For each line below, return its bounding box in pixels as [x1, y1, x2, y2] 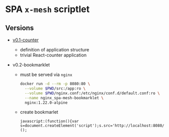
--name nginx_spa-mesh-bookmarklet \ [24, 95, 104, 100]
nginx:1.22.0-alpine [24, 100, 68, 105]
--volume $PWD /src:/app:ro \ [24, 86, 86, 91]
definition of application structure [20, 47, 90, 52]
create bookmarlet [20, 109, 59, 115]
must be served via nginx [20, 72, 72, 78]
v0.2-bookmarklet [12, 62, 50, 67]
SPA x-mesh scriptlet [5, 4, 90, 15]
